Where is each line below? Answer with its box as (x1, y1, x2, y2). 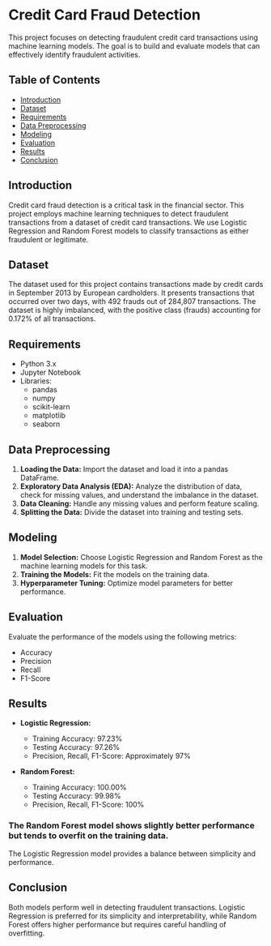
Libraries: (19, 376, 53, 386)
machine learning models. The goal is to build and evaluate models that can (8, 41, 260, 50)
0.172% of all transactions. (8, 314, 96, 323)
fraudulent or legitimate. (8, 234, 89, 244)
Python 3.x (19, 359, 57, 369)
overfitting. (8, 928, 45, 938)
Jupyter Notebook (19, 367, 81, 378)
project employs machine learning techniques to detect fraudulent (8, 208, 229, 218)
